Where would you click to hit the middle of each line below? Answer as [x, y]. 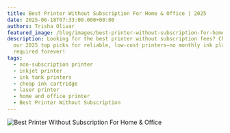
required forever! [40, 52]
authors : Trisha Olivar [41, 26]
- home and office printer [52, 97]
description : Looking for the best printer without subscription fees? [111, 39]
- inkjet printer [38, 71]
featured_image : [30, 33]
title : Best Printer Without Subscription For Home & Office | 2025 [107, 13]
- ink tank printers [42, 77]
